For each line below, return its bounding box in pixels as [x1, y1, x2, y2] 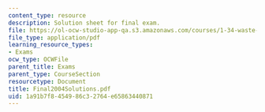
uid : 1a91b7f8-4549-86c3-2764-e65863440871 [8, 92, 154, 100]
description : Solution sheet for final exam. [8, 19, 160, 27]
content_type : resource [8, 11, 87, 20]
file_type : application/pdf [8, 33, 101, 42]
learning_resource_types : [8, 41, 93, 49]
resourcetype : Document [8, 77, 87, 85]
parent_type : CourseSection [8, 70, 101, 78]
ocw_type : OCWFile [8, 56, 69, 64]
